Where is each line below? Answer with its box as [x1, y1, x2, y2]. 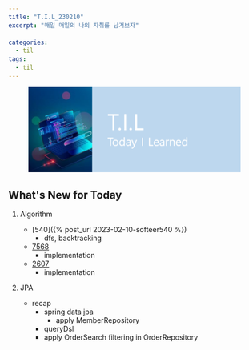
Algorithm [19, 209, 53, 219]
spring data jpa [43, 307, 94, 316]
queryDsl [43, 324, 74, 334]
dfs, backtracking [43, 233, 102, 243]
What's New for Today [8, 188, 122, 202]
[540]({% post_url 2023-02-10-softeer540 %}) [31, 225, 187, 235]
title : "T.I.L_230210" [8, 13, 84, 21]
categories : [8, 38, 48, 46]
